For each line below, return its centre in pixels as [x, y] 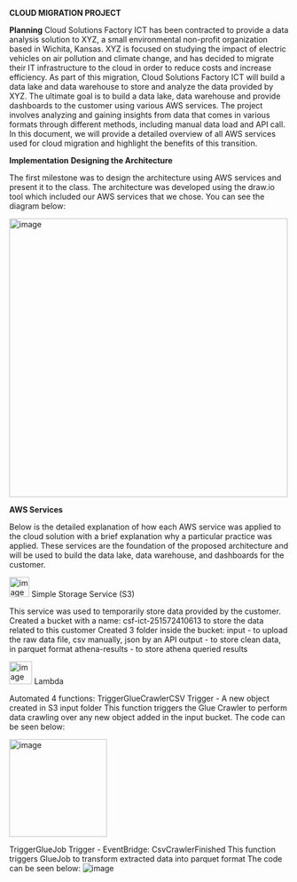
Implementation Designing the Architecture [91, 160]
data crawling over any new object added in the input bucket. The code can [147, 717]
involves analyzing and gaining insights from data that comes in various [140, 115]
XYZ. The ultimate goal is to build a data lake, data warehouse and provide [145, 96]
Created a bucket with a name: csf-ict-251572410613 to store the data [137, 620]
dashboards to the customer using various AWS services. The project [136, 105]
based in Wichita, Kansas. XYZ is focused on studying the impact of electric [148, 49]
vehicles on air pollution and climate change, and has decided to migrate [142, 58]
